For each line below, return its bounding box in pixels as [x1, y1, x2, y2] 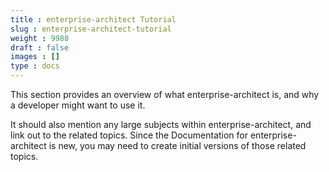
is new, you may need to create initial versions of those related [48, 140, 307, 151]
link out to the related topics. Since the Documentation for [10, 129, 249, 141]
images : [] [10, 52, 60, 62]
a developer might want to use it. [10, 99, 146, 111]
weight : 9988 [10, 33, 70, 43]
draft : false [10, 42, 70, 53]
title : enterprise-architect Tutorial [10, 14, 177, 25]
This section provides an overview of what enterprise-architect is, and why [10, 89, 320, 100]
